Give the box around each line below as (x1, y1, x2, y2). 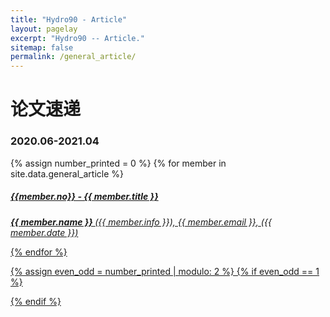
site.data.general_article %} (10, 167, 125, 180)
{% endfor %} (10, 246, 68, 258)
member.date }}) (10, 226, 79, 238)
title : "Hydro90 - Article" (10, 14, 128, 25)
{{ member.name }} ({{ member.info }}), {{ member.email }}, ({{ (10, 216, 272, 228)
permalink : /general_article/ (10, 52, 137, 62)
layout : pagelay (10, 24, 78, 34)
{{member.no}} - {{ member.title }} (10, 191, 159, 203)
